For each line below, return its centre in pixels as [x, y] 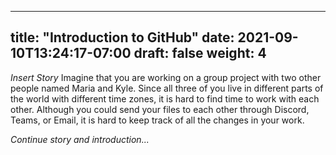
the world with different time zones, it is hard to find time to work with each [165, 98]
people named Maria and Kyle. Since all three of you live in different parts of [167, 88]
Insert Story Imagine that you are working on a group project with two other [166, 77]
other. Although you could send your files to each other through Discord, [160, 109]
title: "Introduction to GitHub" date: [122, 37]
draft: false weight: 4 [200, 53]
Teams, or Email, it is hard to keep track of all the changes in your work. [157, 120]
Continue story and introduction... [80, 139]
